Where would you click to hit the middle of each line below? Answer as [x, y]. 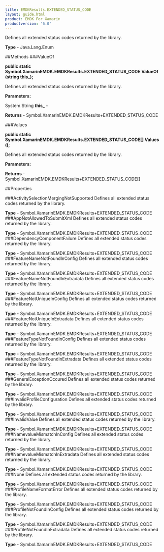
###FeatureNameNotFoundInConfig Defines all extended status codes [77, 258]
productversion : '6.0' [28, 24]
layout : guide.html [25, 14]
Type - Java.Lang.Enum [30, 47]
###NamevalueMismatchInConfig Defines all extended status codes [74, 434]
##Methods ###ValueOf [30, 57]
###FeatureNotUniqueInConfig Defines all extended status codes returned [81, 299]
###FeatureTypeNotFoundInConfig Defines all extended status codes [76, 339]
